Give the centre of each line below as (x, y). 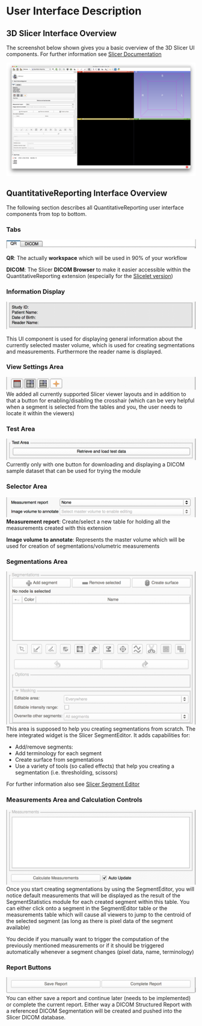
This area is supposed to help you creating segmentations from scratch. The (101, 729)
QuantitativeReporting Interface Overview (87, 193)
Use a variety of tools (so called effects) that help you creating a (94, 766)
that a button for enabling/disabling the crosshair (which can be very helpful (100, 400)
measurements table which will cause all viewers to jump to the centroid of (99, 914)
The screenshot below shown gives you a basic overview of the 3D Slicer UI (100, 48)
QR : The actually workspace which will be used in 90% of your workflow (97, 258)
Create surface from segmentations (59, 760)
